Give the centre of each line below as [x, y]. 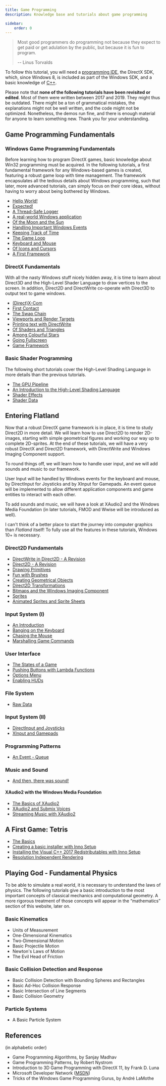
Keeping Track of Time [36, 233]
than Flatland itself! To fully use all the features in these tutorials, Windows [81, 530]
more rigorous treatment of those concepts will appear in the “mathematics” [83, 901]
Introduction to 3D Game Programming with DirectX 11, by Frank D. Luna [86, 1068]
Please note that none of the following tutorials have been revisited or [78, 92]
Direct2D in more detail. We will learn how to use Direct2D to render [74, 433]
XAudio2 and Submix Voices [41, 809]
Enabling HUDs [28, 680]
